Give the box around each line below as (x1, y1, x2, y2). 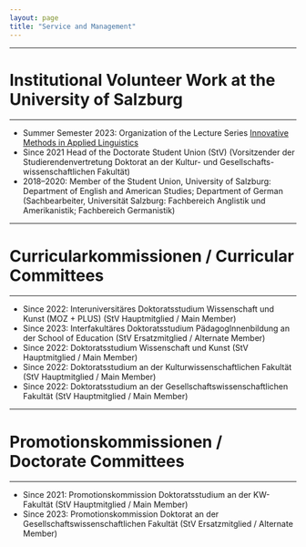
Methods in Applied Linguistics (22, 138, 139, 149)
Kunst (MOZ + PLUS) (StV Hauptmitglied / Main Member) (22, 314, 237, 325)
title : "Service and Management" (9, 22, 137, 31)
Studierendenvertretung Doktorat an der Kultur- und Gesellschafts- (22, 157, 275, 168)
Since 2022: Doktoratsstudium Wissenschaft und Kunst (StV (22, 343, 249, 354)
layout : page (9, 13, 59, 23)
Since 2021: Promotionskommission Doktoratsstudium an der (22, 490, 252, 501)
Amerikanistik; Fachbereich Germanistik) (22, 205, 176, 216)
